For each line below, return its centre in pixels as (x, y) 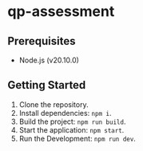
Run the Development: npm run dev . (77, 138)
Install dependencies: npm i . (65, 113)
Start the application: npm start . (71, 129)
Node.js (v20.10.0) (49, 60)
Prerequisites (42, 41)
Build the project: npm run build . (72, 121)
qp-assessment (61, 12)
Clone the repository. (54, 104)
